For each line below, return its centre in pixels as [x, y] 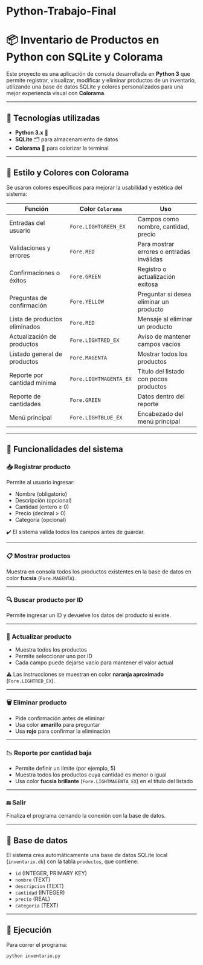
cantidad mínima [33, 382]
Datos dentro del [161, 396]
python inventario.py [34, 956]
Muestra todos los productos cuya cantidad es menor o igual [91, 775]
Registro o [152, 269]
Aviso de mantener [164, 336]
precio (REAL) [32, 899]
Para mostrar [156, 244]
